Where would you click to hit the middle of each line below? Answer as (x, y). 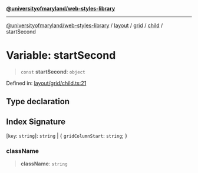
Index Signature (36, 122)
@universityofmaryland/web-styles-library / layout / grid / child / (85, 25)
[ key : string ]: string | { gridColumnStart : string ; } (67, 136)
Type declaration (38, 102)
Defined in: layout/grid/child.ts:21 (46, 83)
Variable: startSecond (61, 56)
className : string (44, 164)
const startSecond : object (53, 71)
